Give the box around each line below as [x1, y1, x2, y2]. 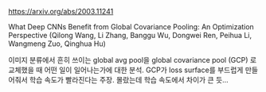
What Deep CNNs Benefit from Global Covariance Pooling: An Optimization [8, 22, 255, 31]
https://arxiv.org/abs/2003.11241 [8, 7, 114, 16]
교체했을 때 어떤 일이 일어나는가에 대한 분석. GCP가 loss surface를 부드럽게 [8, 65, 244, 75]
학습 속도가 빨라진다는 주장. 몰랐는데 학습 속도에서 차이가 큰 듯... [29, 75, 229, 84]
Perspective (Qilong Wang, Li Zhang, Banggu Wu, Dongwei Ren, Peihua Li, [8, 31, 252, 40]
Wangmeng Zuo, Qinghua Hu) [8, 39, 106, 48]
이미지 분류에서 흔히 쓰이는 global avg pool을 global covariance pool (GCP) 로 [8, 56, 257, 64]
